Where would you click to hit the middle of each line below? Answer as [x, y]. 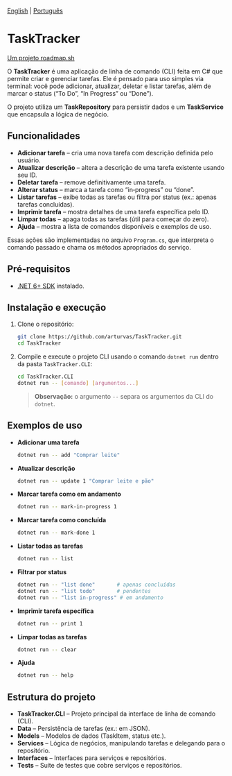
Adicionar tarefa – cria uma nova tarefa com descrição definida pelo [115, 153]
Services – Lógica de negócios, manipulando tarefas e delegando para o [121, 743]
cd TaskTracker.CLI [45, 377]
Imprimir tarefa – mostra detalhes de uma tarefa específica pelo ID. [113, 212]
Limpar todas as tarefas [52, 637]
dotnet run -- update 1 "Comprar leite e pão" [86, 481]
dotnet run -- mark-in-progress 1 [67, 507]
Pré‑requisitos [39, 269]
